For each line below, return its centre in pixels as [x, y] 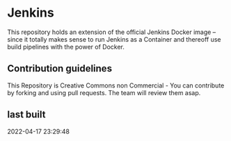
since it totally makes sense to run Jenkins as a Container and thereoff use [114, 39]
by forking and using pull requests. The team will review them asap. [104, 92]
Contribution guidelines [60, 68]
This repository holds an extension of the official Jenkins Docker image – [112, 32]
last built [26, 115]
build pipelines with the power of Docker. [66, 47]
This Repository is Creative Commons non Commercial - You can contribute [116, 85]
